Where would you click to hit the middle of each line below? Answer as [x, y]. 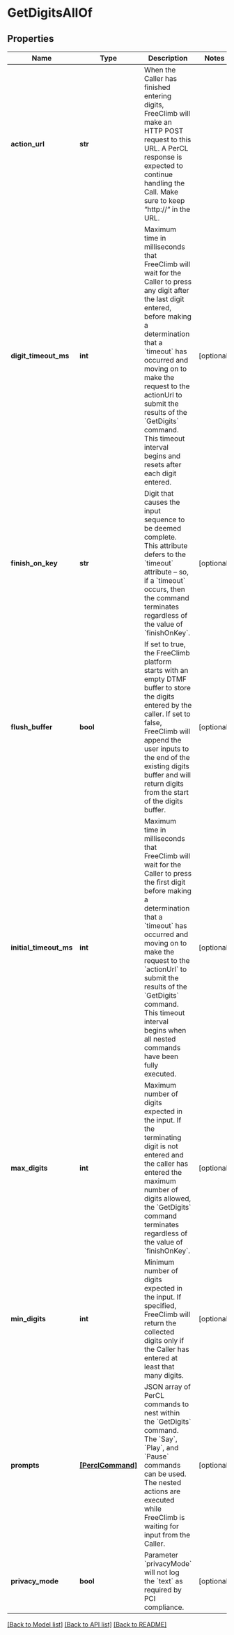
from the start [166, 792]
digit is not [161, 1146]
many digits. [164, 1375]
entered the [163, 1172]
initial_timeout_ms [42, 948]
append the [163, 740]
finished [157, 87]
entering [158, 96]
